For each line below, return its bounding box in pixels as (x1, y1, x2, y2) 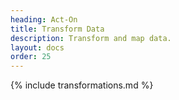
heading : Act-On (10, 14, 78, 25)
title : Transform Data (10, 24, 105, 34)
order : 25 (10, 52, 52, 62)
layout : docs (10, 42, 65, 53)
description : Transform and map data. (10, 33, 172, 43)
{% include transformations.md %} (10, 79, 154, 91)
